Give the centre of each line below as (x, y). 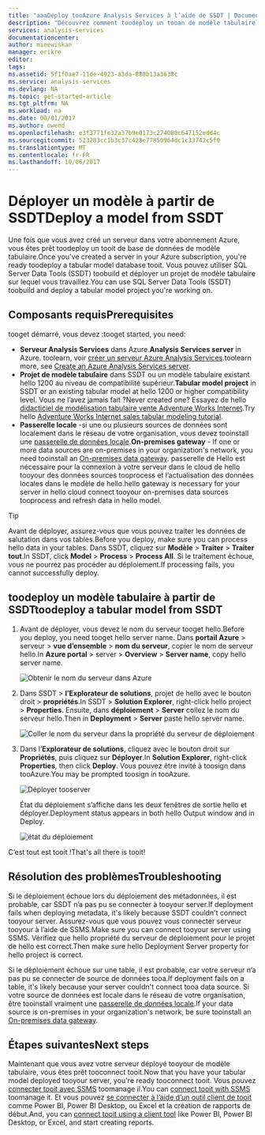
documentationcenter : (44, 37)
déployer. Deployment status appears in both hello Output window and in (137, 813)
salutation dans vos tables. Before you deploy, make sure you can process (128, 539)
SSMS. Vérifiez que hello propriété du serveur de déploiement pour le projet (131, 938)
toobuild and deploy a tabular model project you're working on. (110, 290)
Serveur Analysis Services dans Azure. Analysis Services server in (131, 349)
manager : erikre (35, 52)
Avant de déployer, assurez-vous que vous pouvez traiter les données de (127, 530)
